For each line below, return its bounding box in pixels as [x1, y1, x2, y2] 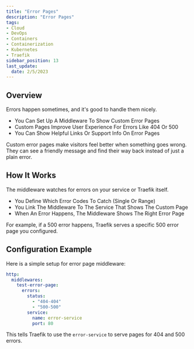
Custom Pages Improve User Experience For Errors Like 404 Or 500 [14, 124, 179, 131]
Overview [6, 90, 43, 100]
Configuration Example [6, 245, 92, 255]
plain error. [6, 154, 32, 161]
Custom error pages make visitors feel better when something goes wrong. [6, 141, 187, 148]
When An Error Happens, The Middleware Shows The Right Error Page [14, 209, 185, 217]
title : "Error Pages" [6, 8, 59, 15]
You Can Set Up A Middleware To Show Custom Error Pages [14, 117, 160, 124]
